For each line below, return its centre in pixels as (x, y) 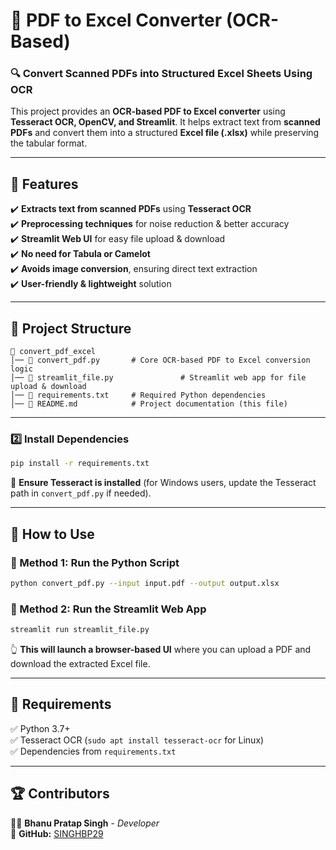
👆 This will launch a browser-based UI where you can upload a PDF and (161, 650)
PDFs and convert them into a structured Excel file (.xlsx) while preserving (165, 133)
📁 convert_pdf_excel (53, 352)
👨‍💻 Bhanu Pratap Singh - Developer (85, 823)
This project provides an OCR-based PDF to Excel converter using (148, 111)
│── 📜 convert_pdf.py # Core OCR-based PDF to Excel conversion (160, 360)
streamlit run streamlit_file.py (80, 630)
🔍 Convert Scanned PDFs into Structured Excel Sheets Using (161, 74)
